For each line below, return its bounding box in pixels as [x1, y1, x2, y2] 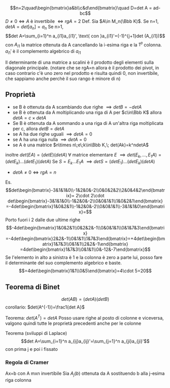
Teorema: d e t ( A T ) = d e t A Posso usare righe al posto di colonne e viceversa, [5, 314, 164, 321]
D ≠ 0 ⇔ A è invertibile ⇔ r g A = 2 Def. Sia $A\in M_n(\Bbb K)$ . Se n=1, [5, 18, 159, 24]
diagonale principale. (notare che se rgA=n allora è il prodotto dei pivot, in [5, 65, 159, 71]
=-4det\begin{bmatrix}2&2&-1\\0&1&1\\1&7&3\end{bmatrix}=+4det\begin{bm [5, 236, 165, 242]
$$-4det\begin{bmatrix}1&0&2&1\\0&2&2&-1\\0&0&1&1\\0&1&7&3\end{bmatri [6, 225, 165, 231]
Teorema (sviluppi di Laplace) [5, 330, 67, 336]
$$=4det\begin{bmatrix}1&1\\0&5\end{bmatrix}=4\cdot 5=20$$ [18, 268, 152, 274]
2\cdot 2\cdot [75, 193, 105, 199]
